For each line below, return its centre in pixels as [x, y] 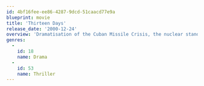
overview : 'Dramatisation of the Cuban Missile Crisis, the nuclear [95, 35]
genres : [16, 40]
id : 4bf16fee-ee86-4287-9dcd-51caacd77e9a [61, 12]
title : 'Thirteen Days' [36, 23]
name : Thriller [36, 74]
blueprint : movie [28, 18]
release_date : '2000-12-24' [42, 29]
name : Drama [32, 57]
